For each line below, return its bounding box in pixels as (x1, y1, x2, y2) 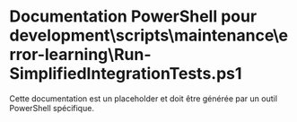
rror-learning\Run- (9, 45, 152, 65)
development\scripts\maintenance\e (9, 25, 289, 46)
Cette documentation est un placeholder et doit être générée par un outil (9, 92, 278, 104)
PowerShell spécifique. (9, 102, 94, 113)
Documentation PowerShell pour (9, 6, 258, 27)
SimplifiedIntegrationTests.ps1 (9, 64, 242, 84)
